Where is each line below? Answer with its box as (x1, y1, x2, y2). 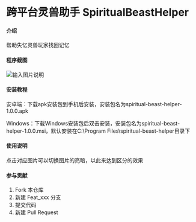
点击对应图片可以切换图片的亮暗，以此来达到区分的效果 (6, 157, 143, 163)
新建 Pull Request (14, 209, 58, 216)
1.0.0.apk (6, 107, 29, 115)
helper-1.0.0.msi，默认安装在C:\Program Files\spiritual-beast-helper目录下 (6, 127, 191, 135)
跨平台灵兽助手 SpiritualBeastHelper (6, 5, 189, 19)
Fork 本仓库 (14, 186, 44, 194)
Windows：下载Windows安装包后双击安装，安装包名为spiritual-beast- (6, 119, 180, 127)
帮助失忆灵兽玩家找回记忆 (6, 42, 70, 49)
